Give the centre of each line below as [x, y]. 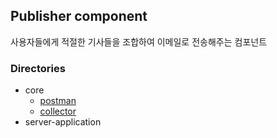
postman [58, 101]
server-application [63, 122]
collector [58, 111]
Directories [38, 68]
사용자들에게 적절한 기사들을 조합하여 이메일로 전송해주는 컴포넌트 [139, 41]
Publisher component [79, 16]
